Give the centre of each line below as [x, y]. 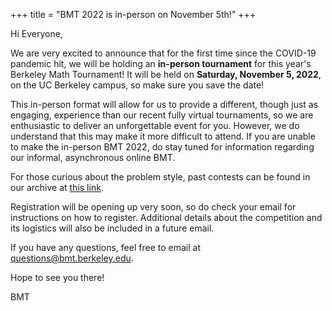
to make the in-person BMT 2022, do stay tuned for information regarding [162, 147]
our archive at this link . [57, 187]
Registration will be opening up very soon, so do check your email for [153, 207]
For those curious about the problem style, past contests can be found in [160, 177]
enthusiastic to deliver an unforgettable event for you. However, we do [155, 125]
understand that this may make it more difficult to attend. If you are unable [163, 136]
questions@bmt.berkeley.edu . [72, 258]
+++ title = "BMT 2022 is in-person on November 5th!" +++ [133, 14]
